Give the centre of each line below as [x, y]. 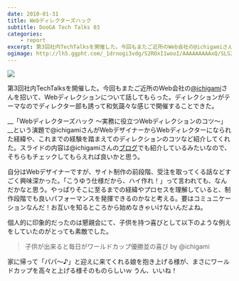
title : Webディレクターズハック [49, 21]
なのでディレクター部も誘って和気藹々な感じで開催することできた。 [119, 106]
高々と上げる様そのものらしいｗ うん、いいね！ [108, 270]
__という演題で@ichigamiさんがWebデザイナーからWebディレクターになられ [119, 129]
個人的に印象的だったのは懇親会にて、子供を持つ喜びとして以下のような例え [119, 222]
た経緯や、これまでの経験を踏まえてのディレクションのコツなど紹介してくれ [119, 139]
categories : [25, 34]
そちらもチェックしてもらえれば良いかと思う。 [76, 157]
